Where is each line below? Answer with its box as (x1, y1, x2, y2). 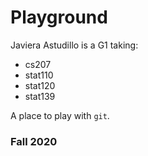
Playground (10, 6, 108, 29)
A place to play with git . (10, 109, 110, 121)
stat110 (24, 69, 54, 81)
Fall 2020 (10, 134, 58, 148)
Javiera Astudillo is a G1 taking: (10, 39, 139, 51)
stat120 (24, 79, 56, 91)
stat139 (24, 90, 56, 102)
